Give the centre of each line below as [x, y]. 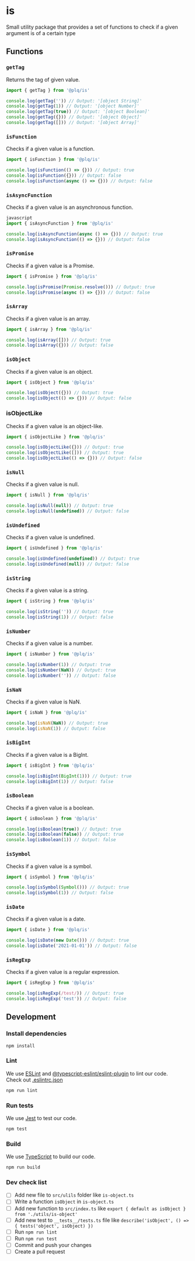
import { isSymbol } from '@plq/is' [51, 877]
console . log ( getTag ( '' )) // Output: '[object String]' [74, 101]
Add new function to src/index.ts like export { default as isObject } [100, 1208]
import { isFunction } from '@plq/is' [53, 160]
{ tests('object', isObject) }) [54, 1226]
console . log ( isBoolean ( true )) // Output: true [64, 829]
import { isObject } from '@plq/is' [51, 382]
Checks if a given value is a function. [51, 149]
